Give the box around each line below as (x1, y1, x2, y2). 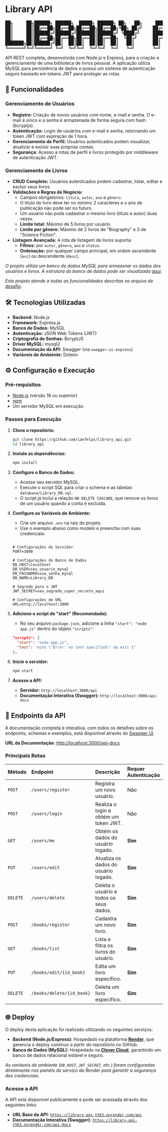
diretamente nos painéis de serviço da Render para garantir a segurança (5, 1067, 156, 1073)
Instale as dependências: (12, 450, 66, 457)
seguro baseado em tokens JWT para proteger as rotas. (5, 70, 121, 76)
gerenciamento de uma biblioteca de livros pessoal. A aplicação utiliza (5, 60, 150, 66)
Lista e (95, 936, 111, 943)
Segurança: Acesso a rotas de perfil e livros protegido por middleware (12, 149, 158, 155)
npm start (12, 668, 33, 673)
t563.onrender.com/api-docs (12, 1122, 71, 1127)
